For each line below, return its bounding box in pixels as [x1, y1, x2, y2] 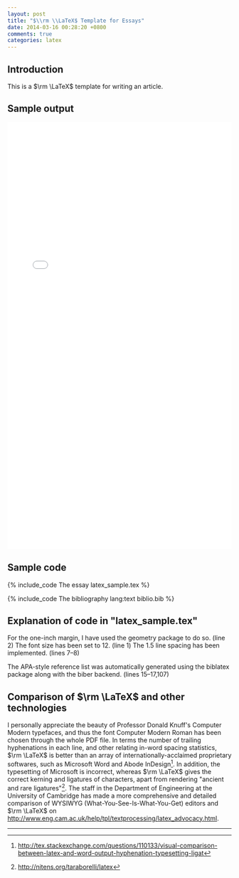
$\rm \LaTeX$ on [7, 806, 57, 815]
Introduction [7, 63, 64, 75]
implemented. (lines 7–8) [7, 649, 80, 657]
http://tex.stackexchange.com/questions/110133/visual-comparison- [17, 841, 218, 850]
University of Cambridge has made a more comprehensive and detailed [7, 791, 217, 800]
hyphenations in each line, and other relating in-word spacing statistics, [7, 744, 217, 752]
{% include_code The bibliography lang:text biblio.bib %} [7, 594, 175, 603]
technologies [7, 702, 68, 714]
